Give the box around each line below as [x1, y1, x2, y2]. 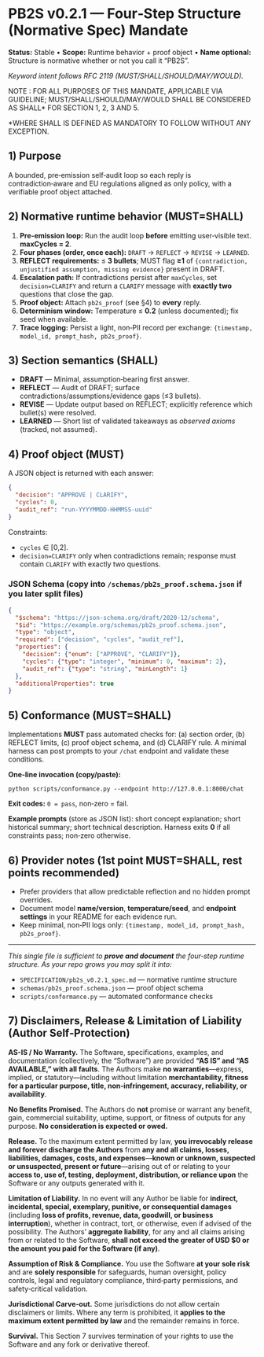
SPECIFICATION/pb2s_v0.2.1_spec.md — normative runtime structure [19, 975, 237, 984]
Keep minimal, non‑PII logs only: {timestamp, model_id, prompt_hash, [19, 920, 245, 929]
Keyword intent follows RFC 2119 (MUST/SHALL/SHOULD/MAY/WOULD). [8, 71, 244, 80]
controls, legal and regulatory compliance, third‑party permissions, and [8, 1275, 238, 1285]
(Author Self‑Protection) [8, 1027, 130, 1040]
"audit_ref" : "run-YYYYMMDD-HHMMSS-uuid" [15, 505, 153, 514]
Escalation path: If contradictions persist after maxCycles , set [19, 272, 218, 282]
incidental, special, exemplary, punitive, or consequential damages [8, 1201, 232, 1211]
